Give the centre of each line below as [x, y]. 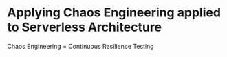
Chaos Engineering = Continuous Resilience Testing [80, 46]
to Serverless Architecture [85, 27]
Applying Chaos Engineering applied [114, 13]
